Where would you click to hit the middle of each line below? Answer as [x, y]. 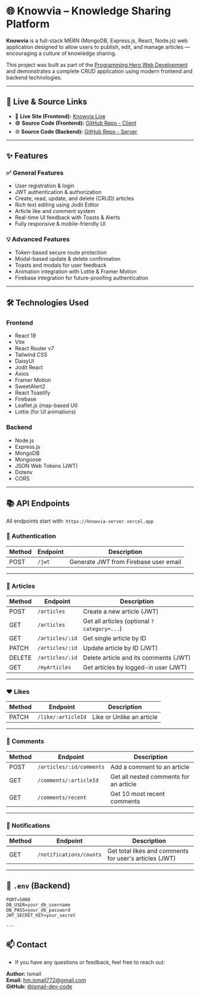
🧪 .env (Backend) [38, 886]
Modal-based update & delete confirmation [68, 258]
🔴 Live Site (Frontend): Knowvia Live [60, 116]
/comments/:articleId [68, 780]
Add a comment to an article [150, 767]
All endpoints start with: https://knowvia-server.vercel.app [80, 521]
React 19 [25, 336]
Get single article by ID [115, 639]
